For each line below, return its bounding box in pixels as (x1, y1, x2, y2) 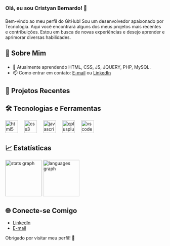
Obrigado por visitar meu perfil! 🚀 (5, 235, 75, 241)
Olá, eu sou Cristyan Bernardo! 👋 (5, 5, 88, 12)
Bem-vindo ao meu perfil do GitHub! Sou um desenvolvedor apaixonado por (5, 18, 164, 24)
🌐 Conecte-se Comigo (5, 206, 77, 215)
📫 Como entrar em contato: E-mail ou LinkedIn (12, 70, 111, 76)
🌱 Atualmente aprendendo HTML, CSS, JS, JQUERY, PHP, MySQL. (12, 64, 151, 70)
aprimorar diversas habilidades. (5, 34, 71, 40)
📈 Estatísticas (5, 144, 52, 152)
